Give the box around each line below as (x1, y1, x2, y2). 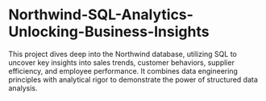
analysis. (8, 83, 38, 93)
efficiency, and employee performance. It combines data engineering (8, 66, 238, 75)
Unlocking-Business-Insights (8, 22, 210, 41)
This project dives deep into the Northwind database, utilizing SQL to (8, 49, 238, 59)
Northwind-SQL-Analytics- (8, 6, 193, 24)
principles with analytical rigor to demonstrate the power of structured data (8, 75, 258, 84)
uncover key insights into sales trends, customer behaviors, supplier (8, 58, 235, 67)
